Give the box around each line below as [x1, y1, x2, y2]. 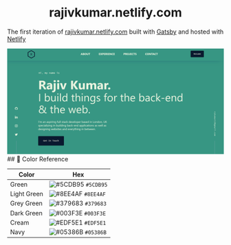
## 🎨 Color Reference [7, 155, 69, 163]
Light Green [10, 190, 43, 198]
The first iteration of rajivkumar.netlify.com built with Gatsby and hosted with [7, 27, 224, 36]
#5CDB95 [85, 181, 108, 188]
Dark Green [10, 209, 43, 217]
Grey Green [10, 199, 43, 207]
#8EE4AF [84, 191, 107, 198]
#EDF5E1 [84, 220, 107, 226]
